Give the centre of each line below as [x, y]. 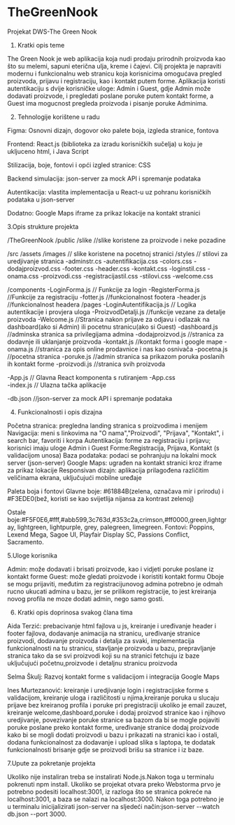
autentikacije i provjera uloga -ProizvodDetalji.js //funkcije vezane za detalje [116, 311]
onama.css [23, 276]
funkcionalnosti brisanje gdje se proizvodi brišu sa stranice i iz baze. [106, 749]
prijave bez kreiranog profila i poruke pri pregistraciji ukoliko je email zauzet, [117, 705]
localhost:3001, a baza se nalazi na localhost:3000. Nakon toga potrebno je [116, 799]
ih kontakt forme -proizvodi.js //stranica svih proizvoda [86, 364]
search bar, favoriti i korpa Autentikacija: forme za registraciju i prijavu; [109, 440]
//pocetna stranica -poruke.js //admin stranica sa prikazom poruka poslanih [116, 356]
